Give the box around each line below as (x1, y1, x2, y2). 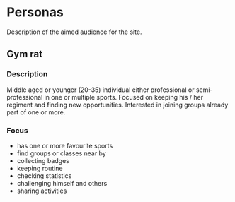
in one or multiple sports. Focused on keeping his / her (44, 93, 203, 101)
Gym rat (6, 48, 43, 60)
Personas (6, 4, 64, 20)
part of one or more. (6, 107, 66, 117)
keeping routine (16, 164, 63, 172)
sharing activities (16, 186, 67, 195)
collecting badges (16, 156, 70, 165)
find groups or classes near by (16, 149, 107, 158)
